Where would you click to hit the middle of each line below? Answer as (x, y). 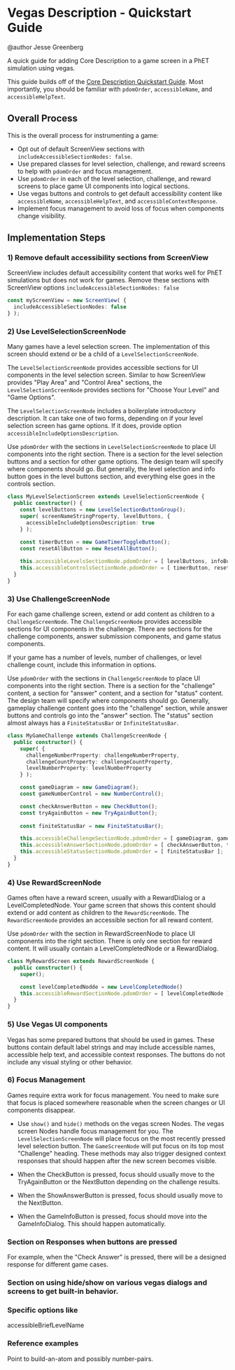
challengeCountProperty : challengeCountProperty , (99, 762)
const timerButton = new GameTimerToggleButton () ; (95, 542)
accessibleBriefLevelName (46, 1325)
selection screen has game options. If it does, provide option (94, 426)
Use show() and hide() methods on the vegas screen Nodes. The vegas (121, 1123)
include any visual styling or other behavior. (70, 1062)
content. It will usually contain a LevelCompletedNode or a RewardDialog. (113, 948)
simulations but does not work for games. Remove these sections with (108, 280)
